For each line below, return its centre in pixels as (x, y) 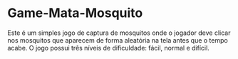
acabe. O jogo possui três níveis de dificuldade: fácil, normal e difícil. (109, 48)
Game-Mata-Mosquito (75, 13)
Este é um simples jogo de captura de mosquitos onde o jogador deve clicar (119, 33)
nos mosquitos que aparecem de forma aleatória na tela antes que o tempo (118, 40)
